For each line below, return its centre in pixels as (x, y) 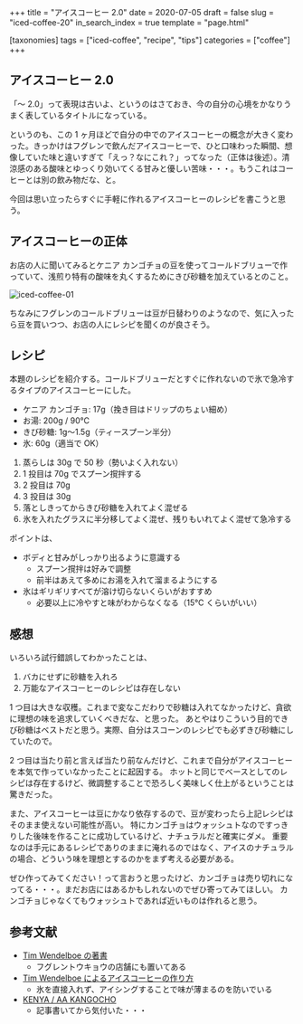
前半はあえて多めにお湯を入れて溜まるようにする (127, 580)
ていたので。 (33, 741)
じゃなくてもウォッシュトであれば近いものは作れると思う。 (151, 901)
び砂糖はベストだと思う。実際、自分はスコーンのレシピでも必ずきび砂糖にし (151, 730)
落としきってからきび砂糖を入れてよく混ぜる (105, 507)
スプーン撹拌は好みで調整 (83, 569)
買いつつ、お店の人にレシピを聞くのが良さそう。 (124, 324)
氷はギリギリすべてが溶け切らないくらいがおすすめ (117, 592)
